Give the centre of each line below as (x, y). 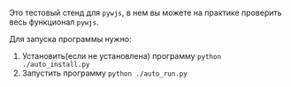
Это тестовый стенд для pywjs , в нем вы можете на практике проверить (145, 13)
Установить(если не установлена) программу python (122, 56)
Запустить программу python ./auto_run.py (104, 73)
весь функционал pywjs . (54, 22)
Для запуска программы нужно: (70, 39)
